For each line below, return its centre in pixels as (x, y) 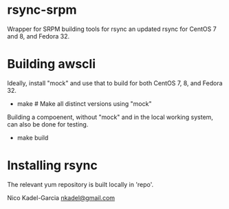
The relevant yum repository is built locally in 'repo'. (80, 184)
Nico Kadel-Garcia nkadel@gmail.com (61, 197)
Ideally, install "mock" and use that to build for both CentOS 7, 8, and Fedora (115, 83)
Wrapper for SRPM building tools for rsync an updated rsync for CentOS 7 (112, 29)
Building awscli (52, 64)
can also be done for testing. (48, 124)
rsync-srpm (42, 10)
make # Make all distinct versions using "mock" (84, 103)
